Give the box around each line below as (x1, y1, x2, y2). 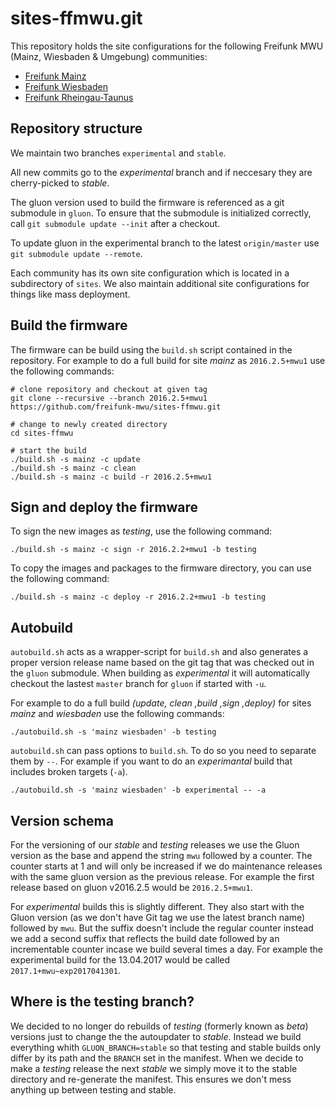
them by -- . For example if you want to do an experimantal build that (10, 755, 293, 767)
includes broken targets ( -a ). (10, 766, 128, 778)
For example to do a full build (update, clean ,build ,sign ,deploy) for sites (10, 697, 312, 709)
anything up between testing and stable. (10, 1083, 177, 1096)
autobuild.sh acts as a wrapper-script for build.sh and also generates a (10, 646, 309, 658)
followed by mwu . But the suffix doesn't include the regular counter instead (10, 922, 314, 934)
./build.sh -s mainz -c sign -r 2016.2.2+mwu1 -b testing (10, 545, 257, 555)
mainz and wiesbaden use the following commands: (10, 708, 225, 720)
